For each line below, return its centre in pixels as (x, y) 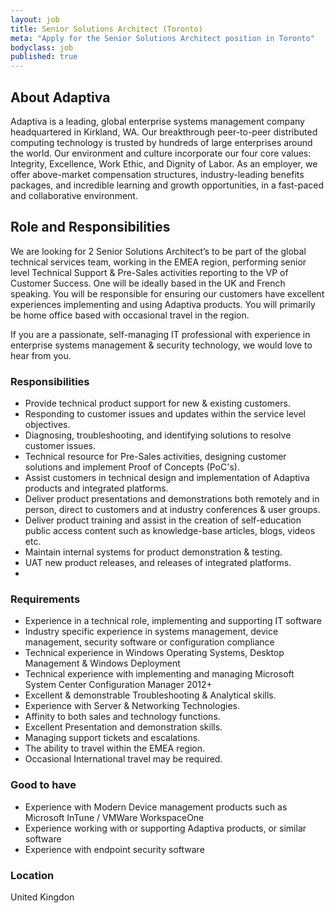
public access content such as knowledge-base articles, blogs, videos (170, 531)
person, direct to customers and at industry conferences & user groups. (172, 510)
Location (32, 875)
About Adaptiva (60, 97)
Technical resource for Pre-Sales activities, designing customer (155, 457)
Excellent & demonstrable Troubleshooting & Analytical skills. (150, 695)
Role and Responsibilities (90, 227)
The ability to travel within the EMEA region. (115, 748)
